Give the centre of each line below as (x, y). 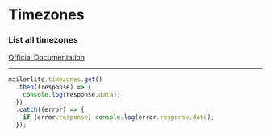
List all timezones (43, 40)
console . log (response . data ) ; (72, 95)
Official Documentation (47, 57)
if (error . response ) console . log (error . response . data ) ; (119, 117)
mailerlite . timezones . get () (56, 80)
